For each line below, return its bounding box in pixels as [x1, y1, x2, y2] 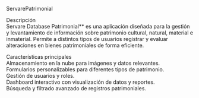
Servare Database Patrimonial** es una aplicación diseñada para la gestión [6, 23, 190, 30]
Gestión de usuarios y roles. [6, 72, 75, 79]
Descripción [6, 17, 36, 23]
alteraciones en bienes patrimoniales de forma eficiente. [6, 42, 144, 49]
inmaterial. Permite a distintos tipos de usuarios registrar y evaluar [6, 36, 168, 42]
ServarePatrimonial [6, 5, 53, 12]
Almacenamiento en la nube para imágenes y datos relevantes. [6, 59, 160, 67]
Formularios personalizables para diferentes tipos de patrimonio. [6, 66, 165, 73]
